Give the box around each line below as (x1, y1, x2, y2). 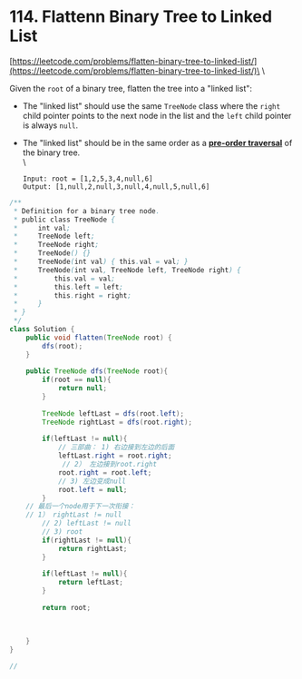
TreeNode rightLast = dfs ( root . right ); (42, 418, 193, 427)
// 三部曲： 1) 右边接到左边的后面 (57, 443, 175, 452)
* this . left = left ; (13, 282, 124, 291)
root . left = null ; (57, 485, 128, 494)
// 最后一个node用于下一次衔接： (25, 502, 136, 511)
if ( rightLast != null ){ (42, 536, 132, 545)
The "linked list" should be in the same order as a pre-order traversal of (22, 137, 293, 148)
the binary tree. (22, 147, 81, 158)
